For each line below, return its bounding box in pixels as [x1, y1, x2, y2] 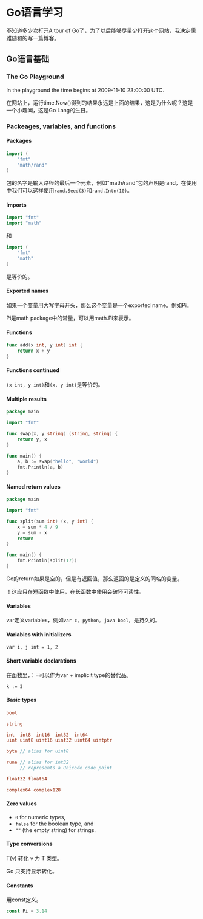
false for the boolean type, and [15, 820, 94, 827]
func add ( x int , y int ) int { [6, 342, 83, 348]
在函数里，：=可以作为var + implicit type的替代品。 [6, 671, 132, 678]
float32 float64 [6, 776, 47, 782]
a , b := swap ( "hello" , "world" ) [17, 458, 99, 465]
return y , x [17, 436, 47, 442]
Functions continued [6, 367, 59, 374]
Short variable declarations [6, 657, 77, 664]
